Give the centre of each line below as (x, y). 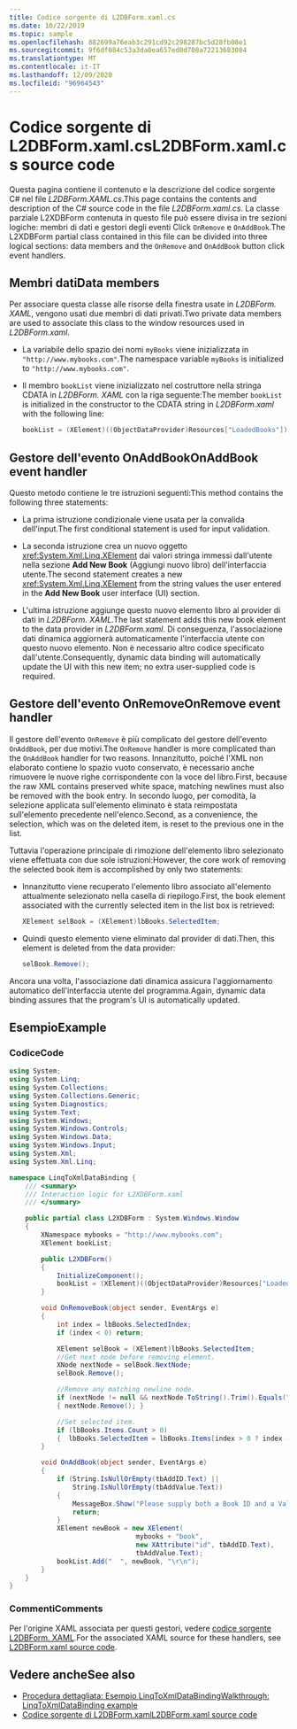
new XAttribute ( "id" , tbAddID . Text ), (205, 1545)
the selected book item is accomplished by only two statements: (126, 869)
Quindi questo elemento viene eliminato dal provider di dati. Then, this (148, 938)
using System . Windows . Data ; (61, 1137)
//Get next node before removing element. (136, 1357)
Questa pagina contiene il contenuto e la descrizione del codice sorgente (142, 189)
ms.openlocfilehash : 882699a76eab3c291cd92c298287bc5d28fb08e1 (128, 42)
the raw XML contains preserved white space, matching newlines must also (147, 786)
